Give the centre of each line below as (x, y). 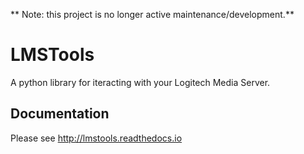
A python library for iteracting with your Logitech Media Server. (140, 82)
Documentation (60, 114)
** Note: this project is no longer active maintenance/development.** (152, 14)
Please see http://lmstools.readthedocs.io (96, 138)
